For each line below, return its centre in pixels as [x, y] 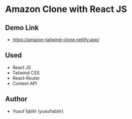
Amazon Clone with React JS [66, 9]
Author [16, 99]
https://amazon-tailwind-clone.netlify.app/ [56, 39]
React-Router [26, 78]
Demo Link [22, 28]
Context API [25, 83]
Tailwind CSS [26, 72]
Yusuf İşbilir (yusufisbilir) [38, 111]
